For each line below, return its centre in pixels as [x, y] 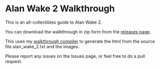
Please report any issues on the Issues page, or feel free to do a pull [75, 56]
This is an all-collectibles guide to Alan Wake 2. [54, 22]
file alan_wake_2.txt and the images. [42, 46]
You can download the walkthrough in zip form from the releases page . [78, 32]
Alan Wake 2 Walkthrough [60, 9]
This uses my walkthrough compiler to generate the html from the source [80, 41]
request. [14, 61]
